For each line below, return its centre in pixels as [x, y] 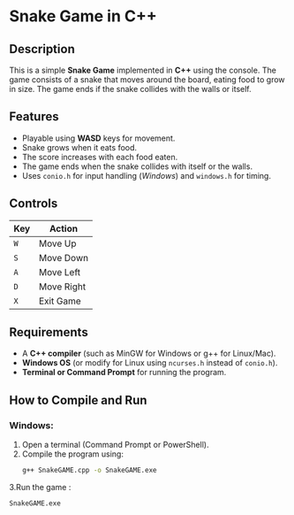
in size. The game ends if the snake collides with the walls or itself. [130, 89]
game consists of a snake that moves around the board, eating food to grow [147, 80]
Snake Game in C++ [83, 16]
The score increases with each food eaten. [100, 157]
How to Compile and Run [78, 400]
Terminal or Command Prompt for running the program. [124, 373]
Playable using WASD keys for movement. [98, 138]
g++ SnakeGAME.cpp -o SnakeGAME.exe [89, 471]
